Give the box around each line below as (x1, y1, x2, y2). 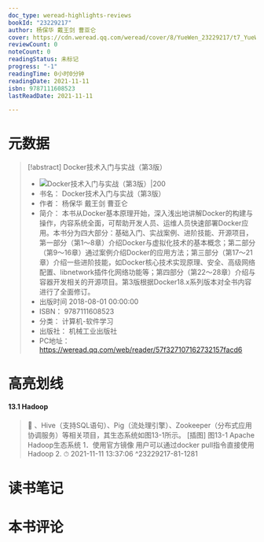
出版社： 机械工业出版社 (38, 327, 118, 336)
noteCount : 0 (8, 48, 51, 56)
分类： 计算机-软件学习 (38, 317, 114, 326)
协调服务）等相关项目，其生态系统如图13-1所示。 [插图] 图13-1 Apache (27, 430, 255, 440)
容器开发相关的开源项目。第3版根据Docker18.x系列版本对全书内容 (38, 277, 252, 287)
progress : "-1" (8, 63, 58, 71)
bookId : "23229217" (8, 19, 72, 27)
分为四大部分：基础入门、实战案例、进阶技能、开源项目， (66, 229, 253, 238)
